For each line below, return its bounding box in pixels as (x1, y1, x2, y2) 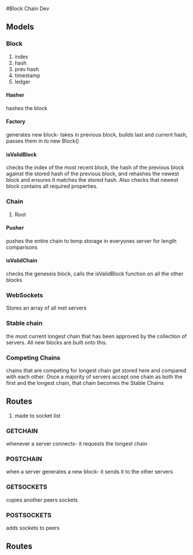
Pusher (6, 224, 25, 231)
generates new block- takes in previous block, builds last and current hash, (6, 131, 188, 138)
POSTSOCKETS (6, 511, 52, 519)
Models (6, 22, 34, 32)
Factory (6, 118, 26, 125)
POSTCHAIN (6, 454, 42, 463)
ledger (14, 78, 31, 85)
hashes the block (6, 104, 48, 111)
